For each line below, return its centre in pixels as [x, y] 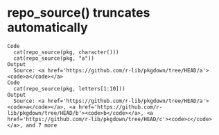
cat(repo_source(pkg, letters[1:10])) [70, 88]
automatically [47, 27]
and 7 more [41, 125]
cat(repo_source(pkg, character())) [66, 52]
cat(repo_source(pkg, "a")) [54, 58]
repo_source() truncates [79, 13]
